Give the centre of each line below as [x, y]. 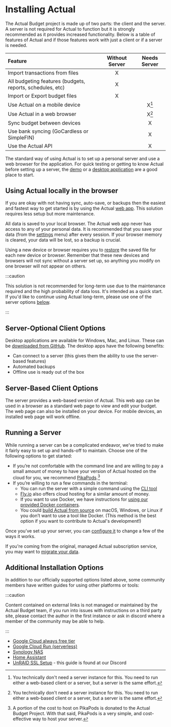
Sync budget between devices [44, 123]
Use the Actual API [30, 146]
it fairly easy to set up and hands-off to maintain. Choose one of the [76, 450]
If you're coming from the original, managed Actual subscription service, [81, 546]
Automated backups [34, 367]
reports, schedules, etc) [36, 87]
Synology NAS [28, 652]
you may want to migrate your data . [42, 551]
